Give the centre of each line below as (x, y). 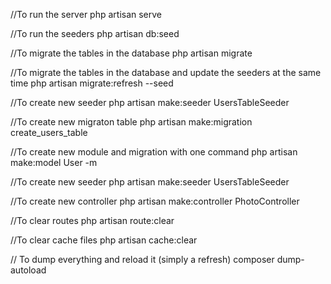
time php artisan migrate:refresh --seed (92, 83)
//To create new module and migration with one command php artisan (154, 152)
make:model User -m (54, 162)
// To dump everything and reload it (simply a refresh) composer (142, 259)
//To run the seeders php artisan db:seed (95, 33)
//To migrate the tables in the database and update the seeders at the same (166, 72)
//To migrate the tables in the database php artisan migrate (131, 53)
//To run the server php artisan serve (86, 14)
